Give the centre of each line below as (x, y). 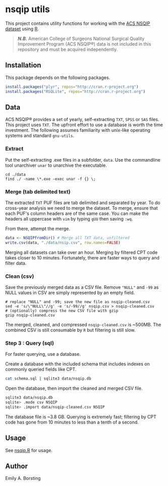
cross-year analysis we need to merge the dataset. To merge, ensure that (81, 208)
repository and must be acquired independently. (68, 49)
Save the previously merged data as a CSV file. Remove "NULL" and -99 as (82, 287)
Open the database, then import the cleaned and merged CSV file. (74, 388)
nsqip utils (28, 9)
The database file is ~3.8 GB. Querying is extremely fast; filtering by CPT (81, 417)
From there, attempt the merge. (38, 229)
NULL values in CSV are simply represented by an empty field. (70, 292)
